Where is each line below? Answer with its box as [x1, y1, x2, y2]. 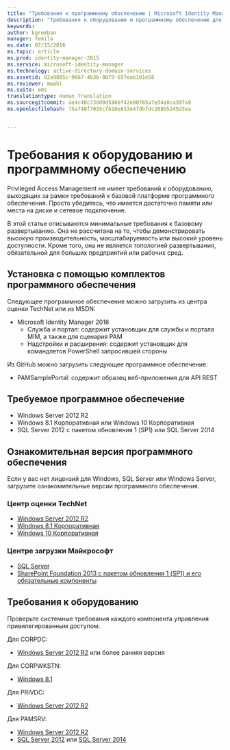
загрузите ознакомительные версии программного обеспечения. [7, 482, 200, 490]
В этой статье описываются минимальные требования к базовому [7, 219, 203, 227]
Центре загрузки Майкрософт [7, 546, 114, 555]
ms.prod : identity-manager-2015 [7, 55, 99, 62]
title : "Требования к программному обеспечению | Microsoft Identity [7, 10, 210, 17]
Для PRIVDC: [7, 688, 44, 696]
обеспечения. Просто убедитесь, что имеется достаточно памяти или [7, 199, 213, 207]
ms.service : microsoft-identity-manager [7, 61, 125, 68]
